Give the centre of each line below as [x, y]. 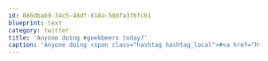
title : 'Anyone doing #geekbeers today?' [78, 38]
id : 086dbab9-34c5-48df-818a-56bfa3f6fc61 [80, 15]
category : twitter [39, 30]
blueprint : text [35, 23]
